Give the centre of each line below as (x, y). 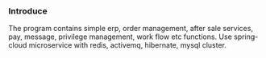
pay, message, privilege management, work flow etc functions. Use (120, 37)
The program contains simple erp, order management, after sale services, (131, 29)
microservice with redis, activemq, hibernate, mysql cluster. (128, 45)
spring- (246, 37)
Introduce (28, 11)
